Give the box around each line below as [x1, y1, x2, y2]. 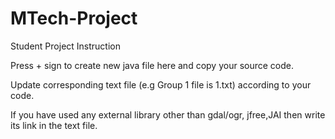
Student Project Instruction [10, 40, 121, 52]
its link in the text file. [10, 119, 98, 131]
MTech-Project [10, 7, 138, 30]
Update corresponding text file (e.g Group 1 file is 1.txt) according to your [10, 78, 312, 91]
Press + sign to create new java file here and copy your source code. [10, 59, 294, 71]
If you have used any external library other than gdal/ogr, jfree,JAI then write [10, 108, 326, 121]
